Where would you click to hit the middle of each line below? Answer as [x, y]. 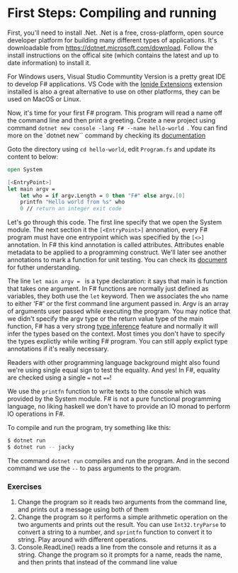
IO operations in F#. [36, 414]
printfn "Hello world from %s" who [73, 202]
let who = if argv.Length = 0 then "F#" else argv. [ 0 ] [103, 195]
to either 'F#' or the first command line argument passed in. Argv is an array [118, 304]
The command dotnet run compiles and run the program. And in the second [119, 460]
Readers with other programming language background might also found [114, 363]
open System [25, 169]
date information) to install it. [49, 62]
